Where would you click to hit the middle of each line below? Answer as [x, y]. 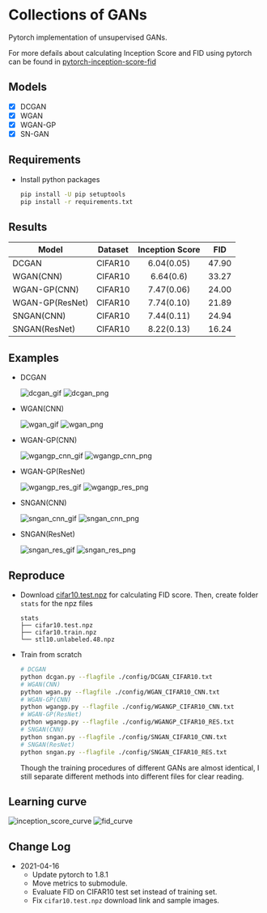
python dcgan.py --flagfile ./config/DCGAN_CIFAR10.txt [116, 677]
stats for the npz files [56, 603]
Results [28, 227]
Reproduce [37, 575]
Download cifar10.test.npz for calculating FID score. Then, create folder [139, 595]
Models [28, 87]
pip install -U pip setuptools [73, 194]
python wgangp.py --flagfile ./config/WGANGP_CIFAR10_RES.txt [127, 722]
